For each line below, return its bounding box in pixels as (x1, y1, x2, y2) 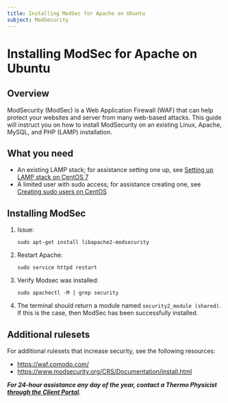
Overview (7, 88, 50, 99)
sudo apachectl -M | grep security (16, 289, 119, 297)
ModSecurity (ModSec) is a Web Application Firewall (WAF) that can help (7, 106, 214, 114)
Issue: (16, 225, 34, 234)
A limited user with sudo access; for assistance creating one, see (16, 180, 201, 188)
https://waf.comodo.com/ (16, 360, 89, 368)
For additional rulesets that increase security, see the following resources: (7, 347, 216, 355)
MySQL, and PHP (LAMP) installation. (7, 127, 113, 136)
